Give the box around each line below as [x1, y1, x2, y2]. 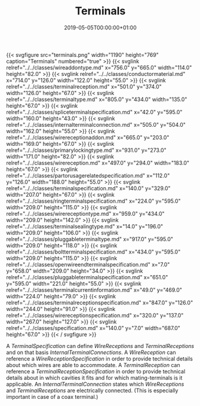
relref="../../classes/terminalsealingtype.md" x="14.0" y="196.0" [6, 222, 164, 230]
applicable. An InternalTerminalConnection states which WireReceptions [6, 380, 184, 387]
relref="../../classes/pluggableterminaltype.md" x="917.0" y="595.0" [6, 235, 174, 243]
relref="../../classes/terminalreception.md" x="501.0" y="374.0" [6, 83, 162, 90]
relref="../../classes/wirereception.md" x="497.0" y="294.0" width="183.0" [6, 159, 190, 166]
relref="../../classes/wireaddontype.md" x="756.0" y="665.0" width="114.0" [6, 64, 192, 71]
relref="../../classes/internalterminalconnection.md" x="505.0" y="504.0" [6, 121, 186, 128]
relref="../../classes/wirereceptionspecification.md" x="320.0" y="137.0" [6, 312, 184, 319]
